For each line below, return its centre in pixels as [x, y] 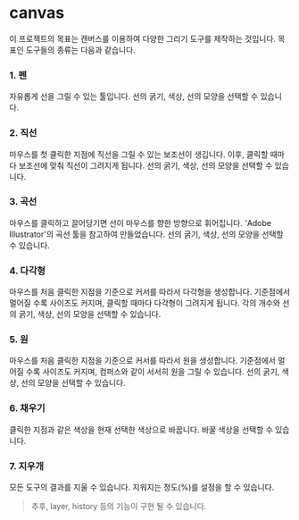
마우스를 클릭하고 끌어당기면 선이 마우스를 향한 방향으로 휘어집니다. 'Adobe [141, 222]
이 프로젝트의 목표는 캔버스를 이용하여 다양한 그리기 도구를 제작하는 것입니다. [143, 38]
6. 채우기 [28, 408]
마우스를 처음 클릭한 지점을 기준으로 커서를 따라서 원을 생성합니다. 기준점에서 [143, 361]
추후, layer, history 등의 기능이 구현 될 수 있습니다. [119, 507]
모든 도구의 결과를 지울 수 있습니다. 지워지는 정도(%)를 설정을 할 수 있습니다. [142, 487]
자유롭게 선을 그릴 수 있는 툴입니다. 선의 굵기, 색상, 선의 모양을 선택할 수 [134, 96]
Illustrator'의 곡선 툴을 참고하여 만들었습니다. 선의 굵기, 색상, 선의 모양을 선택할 [146, 234]
